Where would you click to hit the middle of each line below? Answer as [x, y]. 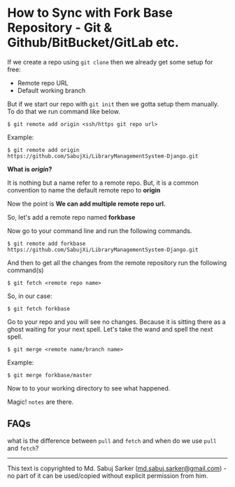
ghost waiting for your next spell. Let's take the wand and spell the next [110, 329]
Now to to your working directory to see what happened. [89, 388]
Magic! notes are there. [41, 402]
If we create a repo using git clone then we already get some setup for [110, 62]
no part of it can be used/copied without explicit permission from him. [108, 475]
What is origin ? [30, 169]
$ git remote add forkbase [47, 243]
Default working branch [51, 90]
